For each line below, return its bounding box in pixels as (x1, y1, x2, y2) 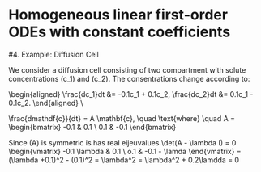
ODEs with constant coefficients (8, 23, 231, 41)
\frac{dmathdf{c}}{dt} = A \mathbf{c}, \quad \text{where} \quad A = (8, 113, 236, 123)
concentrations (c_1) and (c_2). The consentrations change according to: (8, 73, 250, 83)
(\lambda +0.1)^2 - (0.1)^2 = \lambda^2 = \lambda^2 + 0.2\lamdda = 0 (8, 155, 240, 165)
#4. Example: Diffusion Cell (8, 49, 99, 59)
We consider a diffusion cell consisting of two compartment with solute (8, 65, 246, 74)
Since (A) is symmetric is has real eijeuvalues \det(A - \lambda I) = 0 (8, 137, 237, 147)
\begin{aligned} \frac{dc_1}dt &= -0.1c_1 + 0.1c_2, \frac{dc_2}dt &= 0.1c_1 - (8, 89, 254, 99)
